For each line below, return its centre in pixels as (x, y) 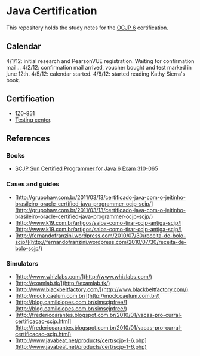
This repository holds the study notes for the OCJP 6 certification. (87, 28)
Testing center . (33, 120)
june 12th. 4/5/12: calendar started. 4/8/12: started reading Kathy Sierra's (96, 74)
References (28, 138)
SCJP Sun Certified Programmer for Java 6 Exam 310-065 (86, 168)
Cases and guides (33, 184)
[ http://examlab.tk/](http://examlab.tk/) (62, 283)
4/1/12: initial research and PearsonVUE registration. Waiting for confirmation (100, 61)
